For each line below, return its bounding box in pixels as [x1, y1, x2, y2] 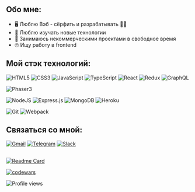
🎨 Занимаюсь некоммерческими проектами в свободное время [14, 35, 176, 42]
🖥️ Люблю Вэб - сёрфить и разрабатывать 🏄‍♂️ [14, 20, 127, 27]
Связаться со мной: [6, 125, 83, 135]
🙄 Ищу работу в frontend [14, 41, 77, 48]
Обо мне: [6, 5, 42, 15]
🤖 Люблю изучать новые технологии [14, 29, 106, 36]
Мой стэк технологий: [6, 58, 91, 69]
